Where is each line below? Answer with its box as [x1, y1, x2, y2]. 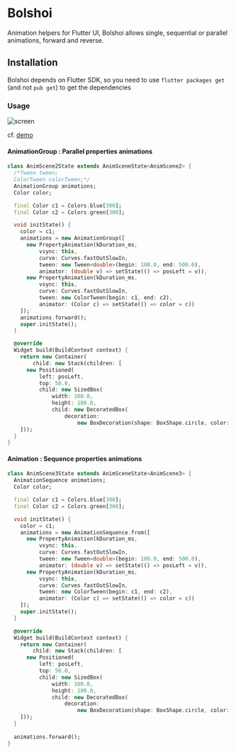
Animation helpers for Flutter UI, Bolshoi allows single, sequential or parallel [7, 28, 228, 37]
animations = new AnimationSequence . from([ [20, 529, 151, 536]
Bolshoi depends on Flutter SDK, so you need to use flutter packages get [7, 75, 225, 84]
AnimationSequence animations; [13, 477, 106, 484]
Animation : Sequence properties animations [7, 454, 142, 463]
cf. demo [7, 131, 33, 139]
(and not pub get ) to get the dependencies [7, 83, 131, 92]
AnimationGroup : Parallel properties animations [7, 147, 153, 156]
